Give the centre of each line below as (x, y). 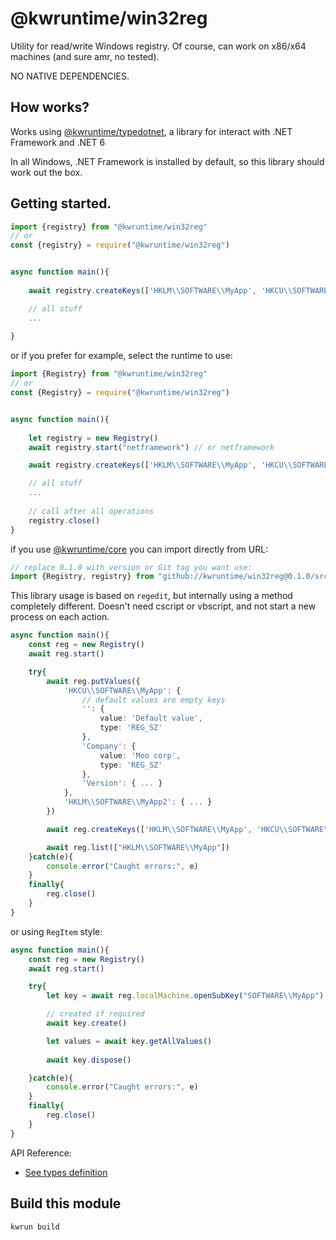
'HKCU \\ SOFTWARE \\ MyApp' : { (122, 690)
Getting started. (61, 203)
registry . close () (64, 520)
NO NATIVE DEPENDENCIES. (70, 76)
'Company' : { (109, 746)
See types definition (66, 1172)
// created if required (95, 1014)
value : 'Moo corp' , (140, 755)
